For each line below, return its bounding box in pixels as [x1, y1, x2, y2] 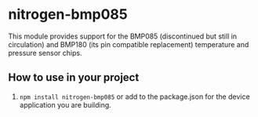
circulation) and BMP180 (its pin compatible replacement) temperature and [8, 39, 249, 49]
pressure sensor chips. [8, 48, 82, 57]
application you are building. [19, 100, 111, 109]
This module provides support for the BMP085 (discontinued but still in [8, 31, 238, 41]
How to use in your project [8, 71, 140, 84]
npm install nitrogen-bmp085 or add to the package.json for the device [19, 92, 250, 101]
